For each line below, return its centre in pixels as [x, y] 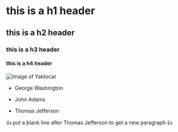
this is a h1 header [51, 11]
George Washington [39, 88]
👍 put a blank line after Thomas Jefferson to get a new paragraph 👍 [89, 123]
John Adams [30, 99]
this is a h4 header [29, 64]
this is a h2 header [41, 33]
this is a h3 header [33, 49]
